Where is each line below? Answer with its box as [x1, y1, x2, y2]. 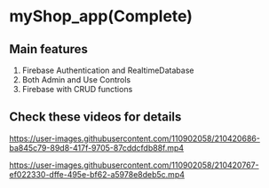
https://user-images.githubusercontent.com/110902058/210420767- [9, 160, 259, 170]
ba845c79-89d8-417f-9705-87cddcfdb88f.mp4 [9, 142, 185, 153]
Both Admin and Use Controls [21, 74, 131, 85]
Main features [9, 42, 89, 57]
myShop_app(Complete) [9, 6, 194, 27]
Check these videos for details [9, 109, 182, 125]
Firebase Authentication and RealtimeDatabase [21, 65, 194, 75]
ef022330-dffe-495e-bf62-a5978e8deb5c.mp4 [9, 168, 185, 179]
